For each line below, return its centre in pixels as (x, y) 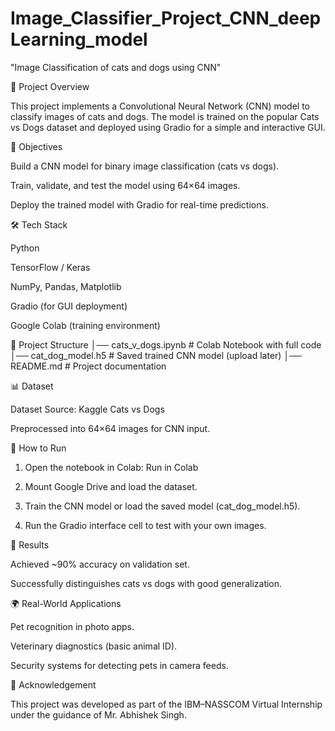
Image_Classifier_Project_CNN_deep (166, 18)
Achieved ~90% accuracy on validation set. (100, 564)
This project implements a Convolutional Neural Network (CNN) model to (160, 106)
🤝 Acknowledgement (53, 684)
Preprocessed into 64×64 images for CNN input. (110, 428)
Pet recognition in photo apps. (72, 626)
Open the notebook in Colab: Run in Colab (111, 467)
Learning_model (79, 39)
